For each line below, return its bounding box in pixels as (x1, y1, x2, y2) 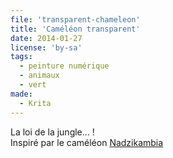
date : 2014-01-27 (10, 33, 83, 43)
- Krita (19, 98, 52, 108)
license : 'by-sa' (10, 42, 83, 53)
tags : (10, 52, 33, 62)
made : (10, 89, 33, 99)
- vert (19, 80, 47, 90)
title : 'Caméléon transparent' (10, 24, 141, 34)
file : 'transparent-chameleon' (10, 14, 141, 25)
